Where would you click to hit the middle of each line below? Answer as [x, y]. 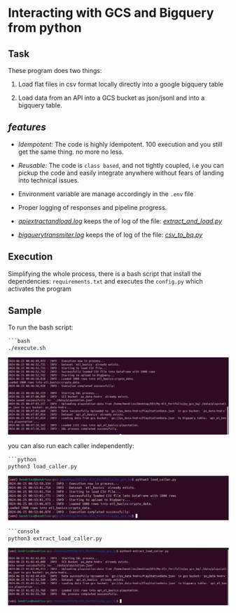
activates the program [40, 289]
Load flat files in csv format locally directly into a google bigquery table [120, 84]
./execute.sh [27, 348]
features [27, 127]
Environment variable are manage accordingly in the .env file [106, 194]
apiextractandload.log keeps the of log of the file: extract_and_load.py [120, 221]
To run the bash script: [41, 327]
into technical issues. [49, 180]
